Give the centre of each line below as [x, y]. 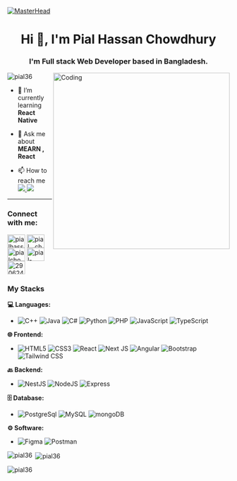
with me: [23, 223]
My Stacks [26, 288]
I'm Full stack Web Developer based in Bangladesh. [119, 61]
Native [27, 121]
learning [30, 105]
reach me [31, 181]
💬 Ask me [31, 134]
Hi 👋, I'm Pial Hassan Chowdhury [119, 39]
